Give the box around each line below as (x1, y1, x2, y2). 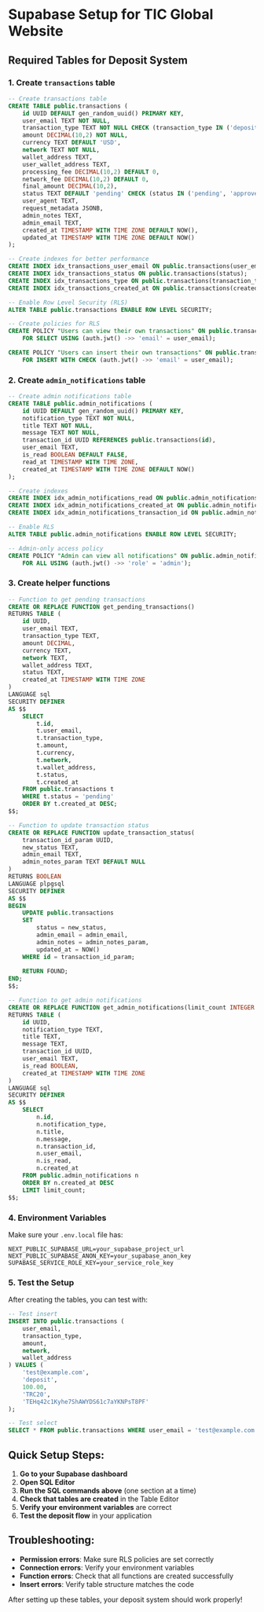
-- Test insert (8, 1310, 58, 1318)
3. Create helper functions (8, 577, 111, 588)
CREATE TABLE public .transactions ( (8, 102, 128, 110)
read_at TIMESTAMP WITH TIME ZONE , (22, 458, 139, 466)
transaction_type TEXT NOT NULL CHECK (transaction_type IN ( (22, 124, 230, 132)
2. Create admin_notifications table (8, 375, 146, 386)
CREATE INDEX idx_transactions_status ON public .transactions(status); (8, 269, 247, 277)
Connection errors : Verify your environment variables (19, 1563, 195, 1572)
